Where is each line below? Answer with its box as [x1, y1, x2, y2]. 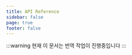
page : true [6, 20, 33, 25]
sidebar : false [6, 14, 44, 20]
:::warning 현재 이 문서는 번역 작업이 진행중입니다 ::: [6, 42, 127, 49]
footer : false [6, 25, 41, 31]
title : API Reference [6, 8, 60, 15]
